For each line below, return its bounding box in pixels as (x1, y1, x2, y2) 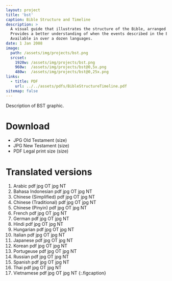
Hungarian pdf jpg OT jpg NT (13, 226, 75, 233)
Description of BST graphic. (6, 102, 64, 109)
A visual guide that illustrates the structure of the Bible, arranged (10, 27, 166, 32)
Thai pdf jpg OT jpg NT (13, 265, 62, 271)
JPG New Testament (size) (13, 143, 69, 149)
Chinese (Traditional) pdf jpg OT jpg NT (13, 199, 96, 205)
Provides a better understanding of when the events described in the (10, 31, 164, 36)
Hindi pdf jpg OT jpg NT (13, 221, 63, 227)
